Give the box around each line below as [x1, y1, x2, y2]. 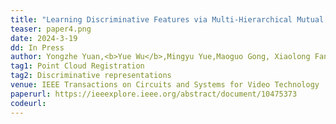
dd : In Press [10, 42, 65, 53]
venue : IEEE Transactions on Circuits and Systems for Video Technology [10, 80, 320, 90]
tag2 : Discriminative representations [10, 71, 172, 81]
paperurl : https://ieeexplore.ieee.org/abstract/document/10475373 [10, 89, 298, 99]
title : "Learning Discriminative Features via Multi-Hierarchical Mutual [10, 14, 325, 25]
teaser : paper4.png [10, 24, 92, 34]
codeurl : [10, 98, 47, 108]
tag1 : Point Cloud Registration [10, 61, 145, 71]
